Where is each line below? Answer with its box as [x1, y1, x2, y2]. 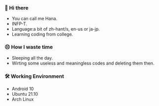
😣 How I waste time [4, 44, 53, 51]
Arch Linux [11, 96, 34, 102]
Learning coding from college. [11, 32, 73, 37]
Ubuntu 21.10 [11, 91, 38, 97]
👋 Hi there [4, 4, 29, 11]
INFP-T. [11, 21, 28, 27]
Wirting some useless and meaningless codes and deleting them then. [11, 60, 155, 66]
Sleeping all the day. [11, 55, 53, 61]
